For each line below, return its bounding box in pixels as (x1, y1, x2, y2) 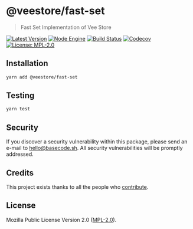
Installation (6, 58, 48, 68)
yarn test (6, 106, 31, 112)
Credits (6, 168, 34, 178)
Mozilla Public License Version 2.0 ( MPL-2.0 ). (6, 216, 117, 223)
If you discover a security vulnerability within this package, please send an (6, 138, 188, 145)
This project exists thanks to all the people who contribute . (6, 183, 149, 190)
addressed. (6, 151, 34, 158)
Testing (6, 90, 35, 101)
